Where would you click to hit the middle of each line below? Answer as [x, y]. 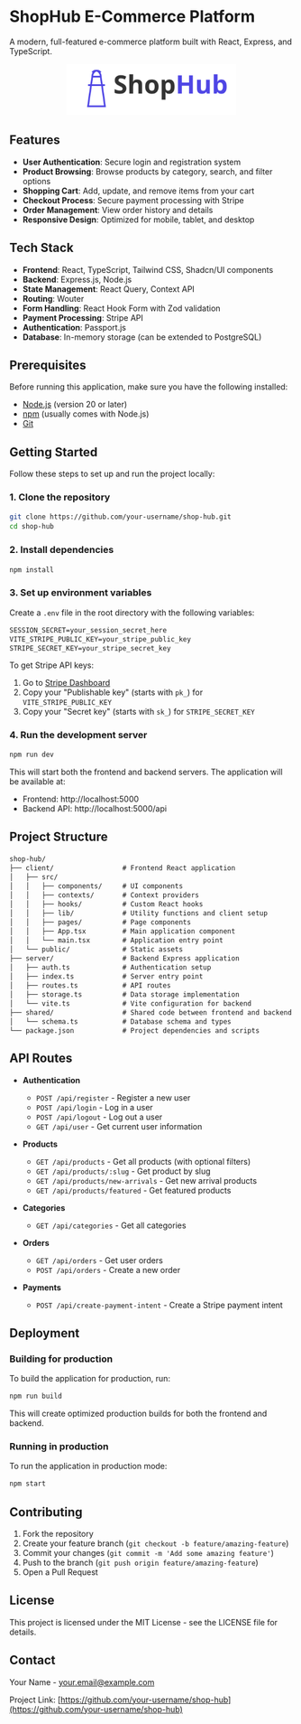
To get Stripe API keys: [52, 665]
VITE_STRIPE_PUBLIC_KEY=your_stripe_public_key [100, 639]
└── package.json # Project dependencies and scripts [134, 1031]
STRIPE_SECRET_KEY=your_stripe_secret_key [90, 648]
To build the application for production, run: [90, 1379]
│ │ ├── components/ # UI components [96, 886]
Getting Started [54, 452]
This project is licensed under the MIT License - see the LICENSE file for [143, 1622]
